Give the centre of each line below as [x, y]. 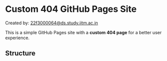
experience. [17, 38]
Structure [20, 53]
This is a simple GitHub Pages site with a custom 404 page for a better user [83, 32]
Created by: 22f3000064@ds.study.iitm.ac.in [52, 23]
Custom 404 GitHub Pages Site [71, 9]
